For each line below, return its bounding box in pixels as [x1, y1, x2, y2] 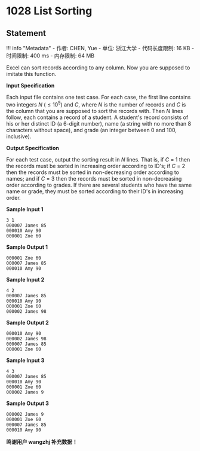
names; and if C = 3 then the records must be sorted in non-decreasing [6, 175, 182, 182]
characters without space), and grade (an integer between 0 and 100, [6, 126, 177, 133]
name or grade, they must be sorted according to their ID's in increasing [6, 187, 184, 195]
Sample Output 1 [6, 243, 48, 251]
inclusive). [6, 133, 32, 140]
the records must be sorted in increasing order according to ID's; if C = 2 [6, 162, 186, 169]
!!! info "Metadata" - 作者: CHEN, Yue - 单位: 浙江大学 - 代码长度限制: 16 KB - [6, 45, 195, 51]
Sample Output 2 [6, 319, 49, 326]
